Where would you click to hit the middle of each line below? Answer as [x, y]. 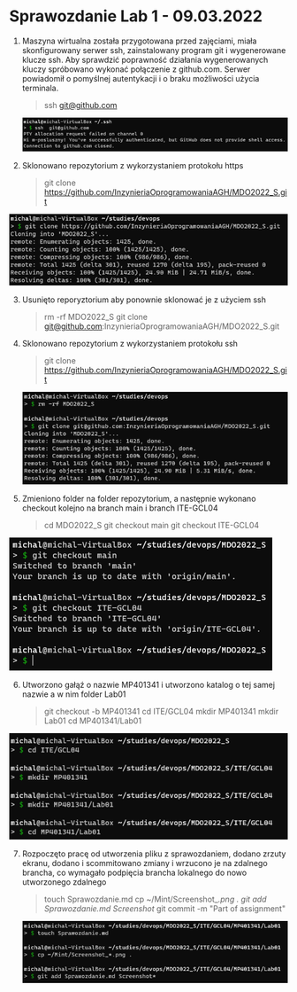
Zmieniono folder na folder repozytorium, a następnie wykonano [139, 499]
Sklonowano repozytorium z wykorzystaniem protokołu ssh [130, 343]
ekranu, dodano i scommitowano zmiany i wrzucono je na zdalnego [145, 863]
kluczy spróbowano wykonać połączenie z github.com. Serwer [136, 69]
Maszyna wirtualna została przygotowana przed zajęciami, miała [139, 41]
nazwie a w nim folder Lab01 [74, 694]
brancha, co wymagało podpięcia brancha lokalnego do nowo [134, 872]
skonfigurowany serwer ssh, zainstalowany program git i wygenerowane [154, 50]
